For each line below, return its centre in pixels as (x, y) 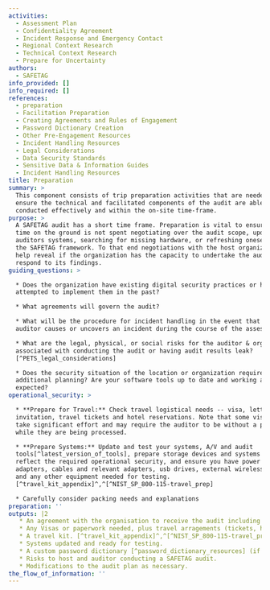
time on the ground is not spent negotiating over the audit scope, (133, 233)
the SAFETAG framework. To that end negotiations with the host (125, 248)
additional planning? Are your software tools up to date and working (136, 380)
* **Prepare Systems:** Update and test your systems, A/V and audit (134, 447)
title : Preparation (41, 181)
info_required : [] (39, 91)
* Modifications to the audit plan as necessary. (104, 566)
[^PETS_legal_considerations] (66, 358)
